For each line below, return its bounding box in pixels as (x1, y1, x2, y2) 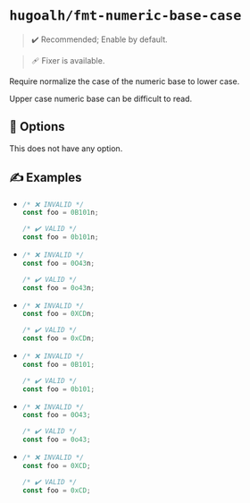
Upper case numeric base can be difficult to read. (9, 93, 193, 104)
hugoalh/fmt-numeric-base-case (9, 7, 242, 24)
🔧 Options (9, 119, 65, 134)
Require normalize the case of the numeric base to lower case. (9, 75, 240, 87)
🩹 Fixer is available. (30, 55, 105, 65)
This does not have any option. (9, 142, 123, 154)
